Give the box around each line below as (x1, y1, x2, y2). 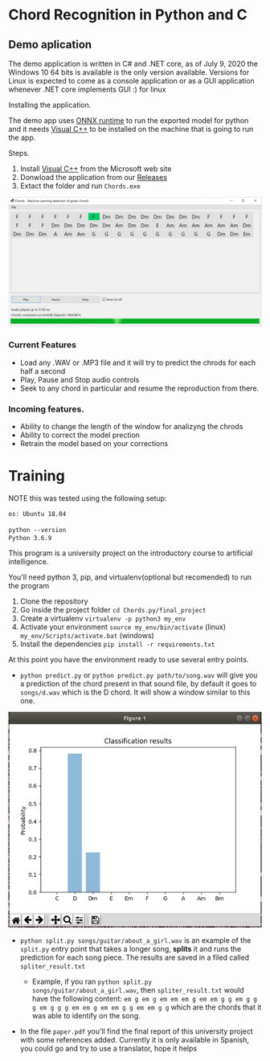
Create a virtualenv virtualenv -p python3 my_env (19, 613, 186, 623)
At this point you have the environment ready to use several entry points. (8, 654, 249, 664)
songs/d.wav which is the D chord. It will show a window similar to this (19, 687, 251, 697)
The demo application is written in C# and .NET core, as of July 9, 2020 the (8, 59, 259, 68)
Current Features (8, 339, 77, 350)
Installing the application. (8, 100, 92, 109)
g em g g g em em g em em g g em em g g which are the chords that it (31, 1002, 262, 1012)
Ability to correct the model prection (19, 430, 141, 440)
